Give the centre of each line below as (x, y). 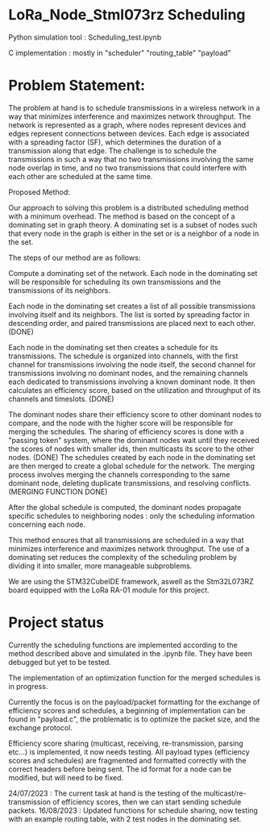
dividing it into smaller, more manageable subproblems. (100, 566)
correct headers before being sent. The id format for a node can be (120, 769)
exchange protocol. (40, 727)
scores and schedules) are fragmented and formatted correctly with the (128, 760)
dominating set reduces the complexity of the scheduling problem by (123, 557)
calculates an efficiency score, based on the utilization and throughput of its (135, 390)
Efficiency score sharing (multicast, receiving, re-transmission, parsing (126, 743)
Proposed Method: (39, 192)
